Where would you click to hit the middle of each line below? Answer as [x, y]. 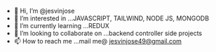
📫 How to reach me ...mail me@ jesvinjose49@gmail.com [98, 41]
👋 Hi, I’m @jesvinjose [44, 11]
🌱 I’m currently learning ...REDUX [62, 26]
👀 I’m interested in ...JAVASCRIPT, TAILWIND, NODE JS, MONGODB [111, 18]
